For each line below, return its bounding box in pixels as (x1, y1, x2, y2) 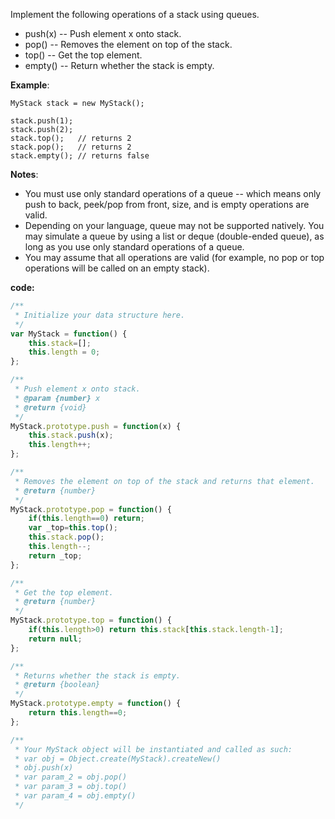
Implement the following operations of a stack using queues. (10, 9, 260, 20)
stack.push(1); (10, 116, 74, 126)
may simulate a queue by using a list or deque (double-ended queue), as (24, 230, 325, 242)
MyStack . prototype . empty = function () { (10, 699, 182, 709)
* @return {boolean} (14, 680, 101, 690)
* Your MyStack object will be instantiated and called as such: (14, 744, 293, 754)
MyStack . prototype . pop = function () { (10, 504, 172, 514)
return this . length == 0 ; (28, 708, 128, 718)
